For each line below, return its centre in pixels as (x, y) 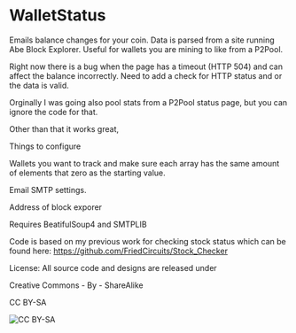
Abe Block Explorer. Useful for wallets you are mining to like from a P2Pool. (146, 49)
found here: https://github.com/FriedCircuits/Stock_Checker (119, 251)
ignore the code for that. (54, 112)
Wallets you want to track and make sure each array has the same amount (144, 163)
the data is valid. (39, 85)
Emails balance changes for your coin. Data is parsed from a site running (142, 40)
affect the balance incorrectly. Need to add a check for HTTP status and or (146, 75)
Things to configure (45, 146)
